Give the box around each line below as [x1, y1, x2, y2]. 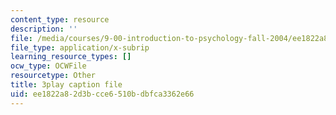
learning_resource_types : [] [10, 52, 132, 62]
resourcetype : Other [10, 71, 97, 81]
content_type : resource [10, 14, 110, 25]
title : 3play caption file [10, 80, 123, 90]
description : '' [10, 24, 78, 34]
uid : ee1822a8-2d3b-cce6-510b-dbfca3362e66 [10, 89, 195, 99]
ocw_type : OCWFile [10, 61, 87, 71]
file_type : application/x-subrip [10, 42, 150, 53]
